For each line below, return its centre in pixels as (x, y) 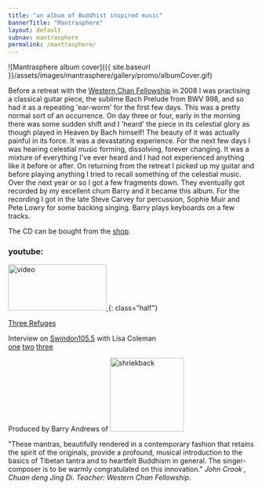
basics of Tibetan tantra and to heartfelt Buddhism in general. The (115, 461)
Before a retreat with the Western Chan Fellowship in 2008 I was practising (129, 90)
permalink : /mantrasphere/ (52, 45)
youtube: (26, 252)
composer (25, 470)
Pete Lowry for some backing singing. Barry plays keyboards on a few (122, 208)
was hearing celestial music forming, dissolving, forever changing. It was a (129, 149)
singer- (234, 461)
